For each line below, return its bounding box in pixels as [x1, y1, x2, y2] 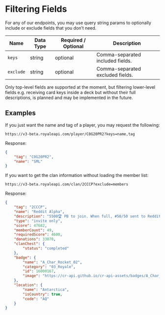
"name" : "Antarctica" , [23, 287, 69, 292]
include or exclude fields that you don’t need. [5, 25, 97, 31]
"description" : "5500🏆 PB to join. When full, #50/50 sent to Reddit [14, 213, 161, 219]
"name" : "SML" [14, 159, 43, 164]
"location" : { [14, 282, 43, 287]
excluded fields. [96, 71, 134, 78]
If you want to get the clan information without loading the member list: [5, 173, 149, 178]
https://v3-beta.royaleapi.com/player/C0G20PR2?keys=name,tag [5, 132, 135, 137]
